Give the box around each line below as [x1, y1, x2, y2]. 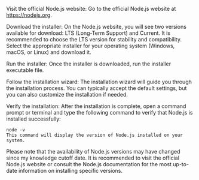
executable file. [6, 67, 44, 74]
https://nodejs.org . [6, 11, 52, 19]
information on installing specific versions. [18, 167, 123, 174]
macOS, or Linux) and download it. [6, 49, 91, 56]
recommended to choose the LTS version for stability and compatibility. [6, 36, 182, 43]
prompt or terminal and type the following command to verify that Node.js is [6, 109, 193, 116]
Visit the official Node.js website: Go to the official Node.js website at [6, 5, 176, 12]
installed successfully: [6, 115, 61, 122]
